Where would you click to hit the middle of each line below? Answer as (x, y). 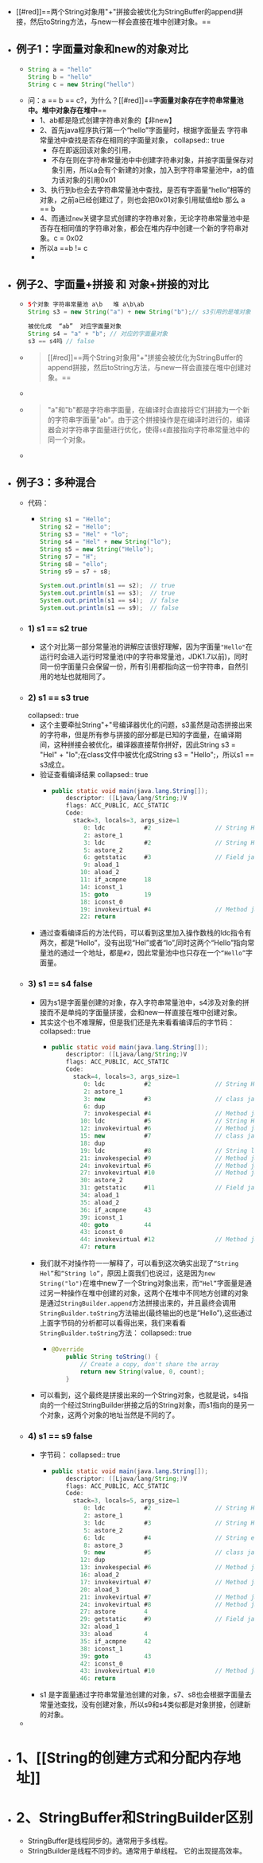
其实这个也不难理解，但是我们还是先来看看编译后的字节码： (137, 1022)
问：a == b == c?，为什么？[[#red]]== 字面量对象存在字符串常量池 (135, 100)
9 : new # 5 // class (163, 1552)
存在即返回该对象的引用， (93, 150)
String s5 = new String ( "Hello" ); (97, 549)
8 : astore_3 (103, 1545)
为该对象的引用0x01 (84, 180)
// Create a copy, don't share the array (149, 1364)
